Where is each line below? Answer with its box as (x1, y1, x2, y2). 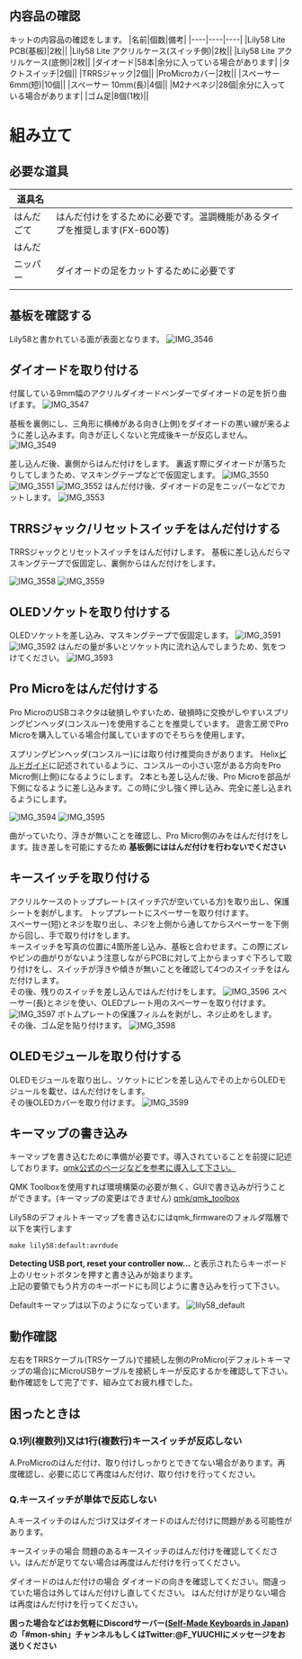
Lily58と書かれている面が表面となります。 (9, 333, 164, 344)
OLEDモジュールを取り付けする (9, 1048, 182, 1065)
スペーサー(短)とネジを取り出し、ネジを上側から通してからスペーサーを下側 (9, 918, 289, 929)
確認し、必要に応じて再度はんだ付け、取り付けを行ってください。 (16, 1468, 261, 1479)
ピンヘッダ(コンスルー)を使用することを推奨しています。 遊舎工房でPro (24, 718, 289, 729)
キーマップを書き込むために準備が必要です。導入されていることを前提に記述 (9, 1151, 292, 1162)
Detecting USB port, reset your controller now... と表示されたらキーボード (9, 1258, 288, 1269)
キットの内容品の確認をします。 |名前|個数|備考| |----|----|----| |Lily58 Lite (9, 34, 286, 45)
